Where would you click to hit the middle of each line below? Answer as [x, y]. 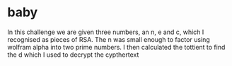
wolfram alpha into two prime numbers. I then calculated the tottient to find [116, 47]
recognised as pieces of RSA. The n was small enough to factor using [109, 39]
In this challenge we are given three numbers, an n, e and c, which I [106, 32]
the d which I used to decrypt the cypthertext [73, 55]
